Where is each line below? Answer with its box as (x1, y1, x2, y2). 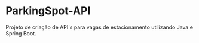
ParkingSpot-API (5, 4, 91, 18)
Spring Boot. (5, 29, 36, 37)
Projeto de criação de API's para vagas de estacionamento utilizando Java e (5, 24, 194, 31)
